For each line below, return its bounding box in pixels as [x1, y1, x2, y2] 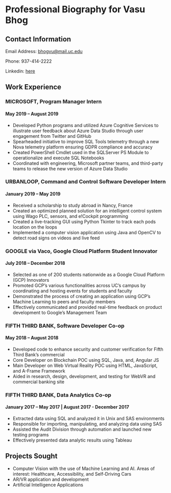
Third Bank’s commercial [12, 351, 65, 358]
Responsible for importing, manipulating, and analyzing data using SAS [12, 421, 162, 427]
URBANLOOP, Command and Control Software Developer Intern [5, 178, 166, 185]
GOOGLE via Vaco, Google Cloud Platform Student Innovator [5, 248, 158, 255]
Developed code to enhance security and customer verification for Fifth [12, 346, 163, 352]
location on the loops [12, 224, 57, 230]
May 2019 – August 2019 [5, 111, 59, 117]
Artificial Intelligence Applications [12, 481, 83, 488]
